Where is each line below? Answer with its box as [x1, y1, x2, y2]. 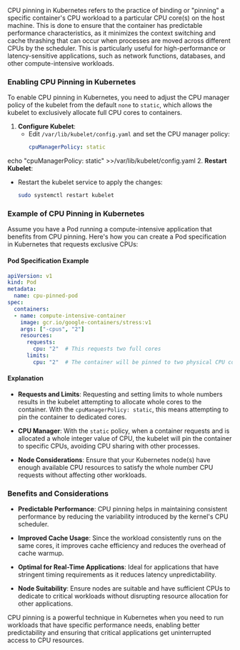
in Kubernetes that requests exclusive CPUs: [7, 240, 139, 249]
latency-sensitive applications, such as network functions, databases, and [7, 51, 226, 60]
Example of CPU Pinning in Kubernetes [7, 209, 145, 219]
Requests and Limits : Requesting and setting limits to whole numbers [17, 390, 223, 399]
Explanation [7, 374, 44, 383]
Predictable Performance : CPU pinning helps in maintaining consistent [17, 505, 228, 514]
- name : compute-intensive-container [14, 312, 126, 319]
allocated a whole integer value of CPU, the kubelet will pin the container [17, 434, 232, 442]
